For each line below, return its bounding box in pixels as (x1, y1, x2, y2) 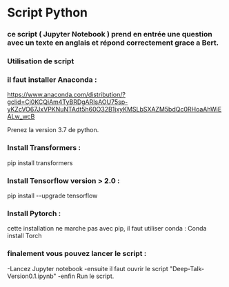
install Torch (7, 232, 42, 240)
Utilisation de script (7, 56, 74, 66)
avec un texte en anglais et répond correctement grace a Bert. (7, 38, 219, 47)
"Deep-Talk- (169, 264, 205, 273)
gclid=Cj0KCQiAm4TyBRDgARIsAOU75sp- (7, 98, 128, 106)
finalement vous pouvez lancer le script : (7, 249, 147, 259)
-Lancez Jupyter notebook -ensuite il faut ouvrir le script (7, 264, 169, 273)
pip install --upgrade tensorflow (7, 191, 98, 200)
